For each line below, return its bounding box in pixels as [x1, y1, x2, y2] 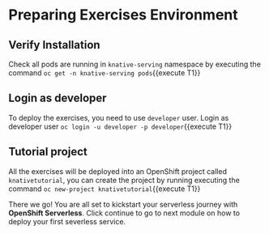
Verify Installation [8, 38, 100, 52]
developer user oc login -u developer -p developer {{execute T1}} [8, 121, 233, 131]
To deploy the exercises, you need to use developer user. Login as [8, 113, 229, 122]
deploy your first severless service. [8, 216, 126, 226]
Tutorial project [8, 145, 88, 159]
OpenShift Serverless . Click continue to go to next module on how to [8, 208, 241, 218]
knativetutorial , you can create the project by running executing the [8, 175, 241, 185]
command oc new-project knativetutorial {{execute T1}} [8, 184, 201, 194]
